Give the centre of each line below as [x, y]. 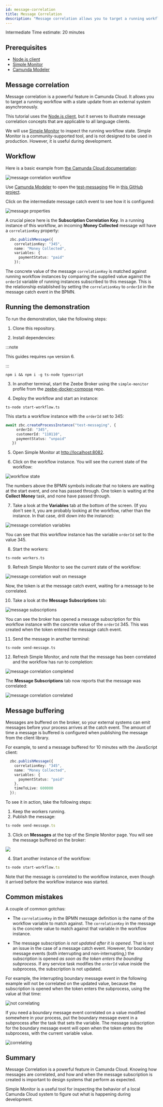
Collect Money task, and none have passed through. [58, 496]
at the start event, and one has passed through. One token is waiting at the [80, 491]
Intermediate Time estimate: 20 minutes [45, 33]
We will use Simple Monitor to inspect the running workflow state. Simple [78, 131]
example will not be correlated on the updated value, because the [71, 983]
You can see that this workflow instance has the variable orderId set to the [80, 535]
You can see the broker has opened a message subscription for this [73, 619]
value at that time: [23, 993]
